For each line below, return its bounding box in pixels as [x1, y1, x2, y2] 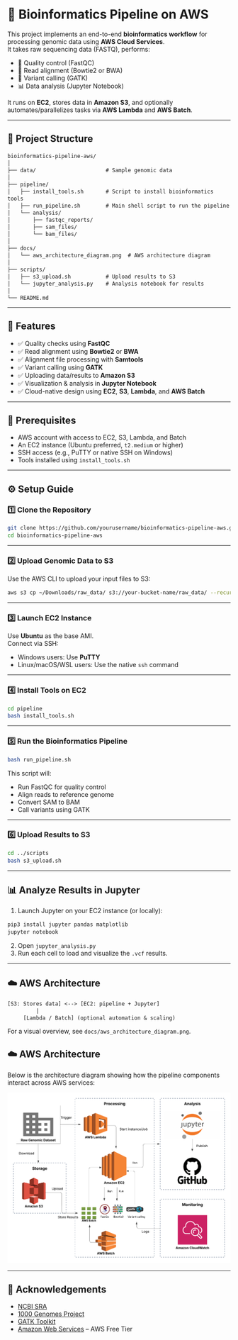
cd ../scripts [7, 849, 50, 856]
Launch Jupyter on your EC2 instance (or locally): [17, 907, 163, 915]
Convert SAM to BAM [17, 798, 80, 806]
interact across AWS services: [7, 1078, 96, 1087]
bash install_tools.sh [7, 713, 74, 720]
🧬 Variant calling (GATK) [17, 74, 89, 82]
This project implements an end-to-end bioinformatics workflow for [7, 30, 208, 38]
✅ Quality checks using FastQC [17, 339, 110, 347]
